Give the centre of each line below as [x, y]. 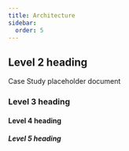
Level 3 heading [39, 102]
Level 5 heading [35, 138]
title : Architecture [42, 15]
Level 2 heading [48, 62]
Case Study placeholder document [64, 81]
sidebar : [22, 23]
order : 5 [29, 30]
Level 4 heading [35, 120]
